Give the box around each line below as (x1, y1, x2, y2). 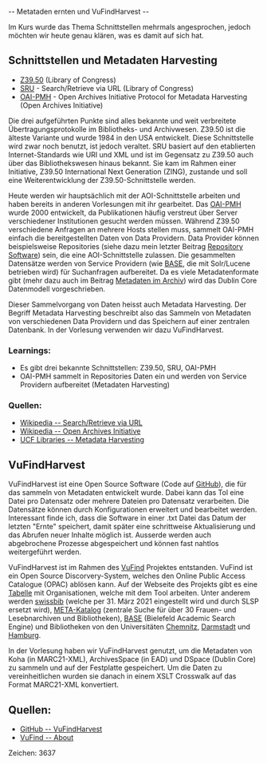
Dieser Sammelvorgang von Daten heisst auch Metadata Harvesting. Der (8, 299, 247, 309)
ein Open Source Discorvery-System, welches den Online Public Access (8, 571, 245, 581)
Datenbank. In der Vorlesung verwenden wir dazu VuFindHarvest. (8, 325, 225, 334)
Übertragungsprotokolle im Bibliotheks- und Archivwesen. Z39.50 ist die (8, 124, 245, 134)
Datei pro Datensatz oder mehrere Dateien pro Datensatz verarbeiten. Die (8, 497, 249, 506)
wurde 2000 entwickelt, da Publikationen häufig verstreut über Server (8, 208, 238, 217)
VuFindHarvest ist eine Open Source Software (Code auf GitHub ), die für (8, 479, 247, 489)
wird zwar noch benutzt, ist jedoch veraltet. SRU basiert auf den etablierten (8, 141, 256, 151)
